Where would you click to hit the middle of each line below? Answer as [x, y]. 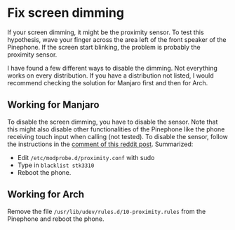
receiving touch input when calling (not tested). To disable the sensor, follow [117, 136]
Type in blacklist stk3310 [56, 165]
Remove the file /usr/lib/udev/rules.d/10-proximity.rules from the [107, 211]
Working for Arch [46, 195]
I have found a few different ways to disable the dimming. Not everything [112, 68]
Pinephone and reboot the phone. [56, 219]
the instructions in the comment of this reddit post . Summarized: [100, 144]
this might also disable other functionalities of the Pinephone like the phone [116, 129]
